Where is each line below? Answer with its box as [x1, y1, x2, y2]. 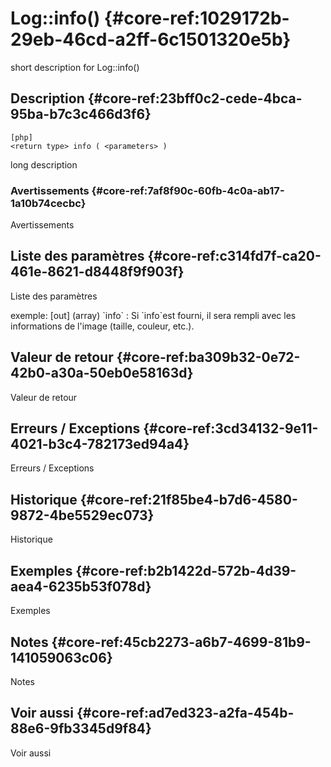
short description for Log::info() [10, 61, 140, 73]
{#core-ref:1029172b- [103, 7, 290, 30]
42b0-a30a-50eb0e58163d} [10, 365, 194, 382]
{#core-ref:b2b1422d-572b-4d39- [75, 562, 297, 579]
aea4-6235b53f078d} [10, 578, 152, 595]
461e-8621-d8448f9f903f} [10, 263, 185, 281]
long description [10, 158, 78, 171]
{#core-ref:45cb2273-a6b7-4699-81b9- [51, 633, 312, 651]
